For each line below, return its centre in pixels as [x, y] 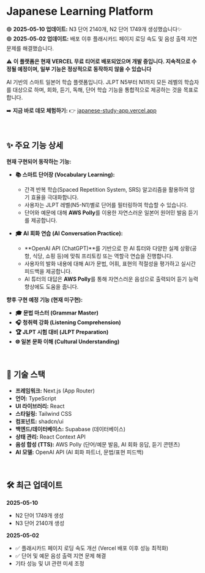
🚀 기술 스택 [26, 375]
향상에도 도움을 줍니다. [51, 286]
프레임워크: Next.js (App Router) [55, 391]
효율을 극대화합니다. [55, 197]
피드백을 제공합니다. [48, 271]
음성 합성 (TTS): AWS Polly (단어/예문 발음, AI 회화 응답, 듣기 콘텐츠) [98, 444]
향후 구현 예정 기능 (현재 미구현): [45, 300]
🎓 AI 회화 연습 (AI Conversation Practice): [69, 233]
